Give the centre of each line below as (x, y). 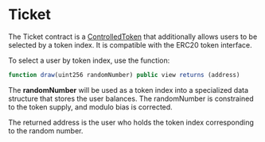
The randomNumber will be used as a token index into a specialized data (129, 90)
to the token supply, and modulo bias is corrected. (90, 107)
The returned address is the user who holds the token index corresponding (131, 122)
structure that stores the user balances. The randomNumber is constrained (131, 98)
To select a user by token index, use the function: (89, 60)
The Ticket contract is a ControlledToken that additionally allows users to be (133, 36)
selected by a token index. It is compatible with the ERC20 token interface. (130, 44)
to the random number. (46, 130)
